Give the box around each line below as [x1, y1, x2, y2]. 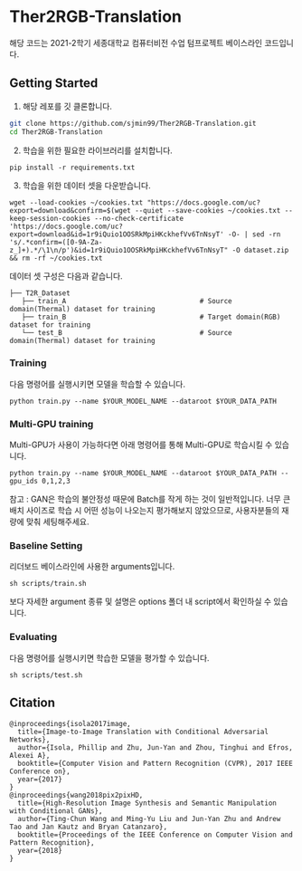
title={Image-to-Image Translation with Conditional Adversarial [17, 727, 269, 736]
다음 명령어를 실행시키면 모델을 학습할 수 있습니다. [9, 378, 186, 389]
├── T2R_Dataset [9, 288, 71, 298]
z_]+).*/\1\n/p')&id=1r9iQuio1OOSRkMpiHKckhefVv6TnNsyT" [9, 245, 229, 254]
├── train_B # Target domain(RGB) [21, 312, 281, 321]
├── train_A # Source [21, 296, 232, 305]
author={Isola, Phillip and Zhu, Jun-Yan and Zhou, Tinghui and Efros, [17, 742, 294, 752]
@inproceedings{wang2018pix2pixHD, [9, 790, 144, 799]
